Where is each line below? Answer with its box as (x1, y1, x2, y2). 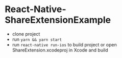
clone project (12, 31, 40, 37)
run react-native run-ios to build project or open (12, 41, 117, 47)
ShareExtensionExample (5, 14, 111, 26)
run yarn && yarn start (12, 36, 62, 42)
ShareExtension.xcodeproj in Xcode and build (12, 47, 108, 53)
